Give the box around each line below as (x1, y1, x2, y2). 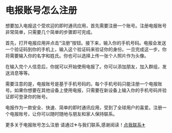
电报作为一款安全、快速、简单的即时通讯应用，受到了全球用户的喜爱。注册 (5, 104, 162, 110)
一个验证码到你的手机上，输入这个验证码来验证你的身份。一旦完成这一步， (5, 46, 162, 52)
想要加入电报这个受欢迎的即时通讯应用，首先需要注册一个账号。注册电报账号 (5, 23, 167, 29)
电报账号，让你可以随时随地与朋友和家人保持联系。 (9, 110, 118, 117)
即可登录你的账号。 (9, 93, 50, 100)
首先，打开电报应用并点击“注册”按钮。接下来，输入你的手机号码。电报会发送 (5, 39, 166, 46)
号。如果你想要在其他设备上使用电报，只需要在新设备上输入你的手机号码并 (5, 87, 162, 93)
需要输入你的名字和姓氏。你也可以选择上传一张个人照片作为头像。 (9, 52, 149, 59)
